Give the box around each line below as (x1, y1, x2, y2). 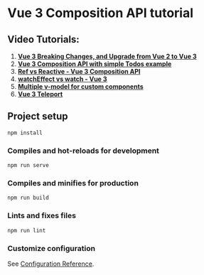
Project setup (7, 110, 69, 122)
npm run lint (7, 227, 46, 234)
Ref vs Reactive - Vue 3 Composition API (17, 68, 141, 75)
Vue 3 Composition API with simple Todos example (17, 60, 172, 68)
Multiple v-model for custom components (17, 82, 144, 90)
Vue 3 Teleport (17, 90, 63, 98)
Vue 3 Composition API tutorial (7, 5, 194, 21)
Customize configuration (7, 243, 96, 253)
